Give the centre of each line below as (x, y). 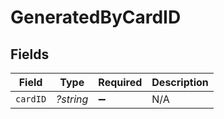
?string (72, 99)
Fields (30, 54)
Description (180, 82)
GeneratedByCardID (96, 17)
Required (120, 82)
